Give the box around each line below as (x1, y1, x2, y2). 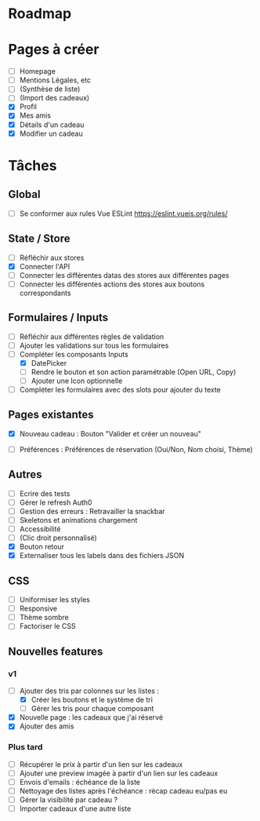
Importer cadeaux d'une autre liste (19, 804, 132, 813)
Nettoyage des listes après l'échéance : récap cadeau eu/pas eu (19, 786, 228, 795)
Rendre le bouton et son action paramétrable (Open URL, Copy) (31, 367, 237, 377)
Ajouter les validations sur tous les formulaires (19, 341, 169, 350)
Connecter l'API (19, 261, 70, 271)
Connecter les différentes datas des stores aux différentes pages (19, 270, 229, 279)
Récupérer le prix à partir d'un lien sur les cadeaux (19, 759, 183, 769)
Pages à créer (8, 41, 99, 59)
